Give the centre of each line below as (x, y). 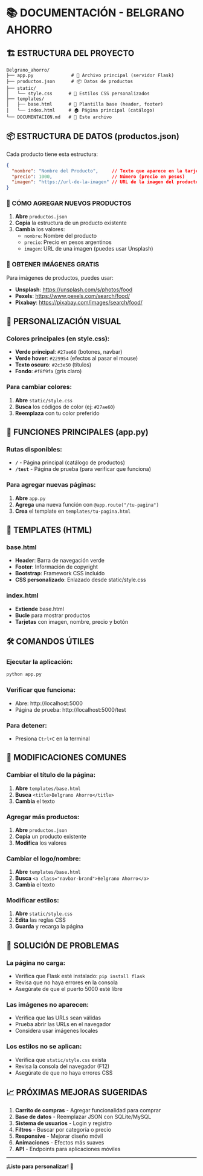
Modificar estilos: (33, 901)
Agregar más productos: (43, 817)
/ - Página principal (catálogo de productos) (70, 462)
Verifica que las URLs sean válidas (58, 1018)
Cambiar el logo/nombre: (44, 859)
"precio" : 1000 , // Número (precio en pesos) (98, 177)
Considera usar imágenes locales (56, 1031)
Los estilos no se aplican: (44, 1047)
